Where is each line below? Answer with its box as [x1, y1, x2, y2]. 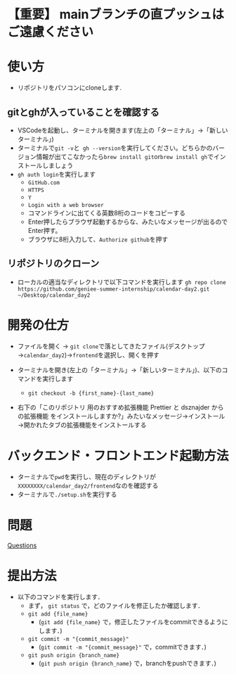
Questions [7, 541, 37, 549]
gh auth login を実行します [17, 170, 96, 178]
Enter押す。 [27, 226, 62, 234]
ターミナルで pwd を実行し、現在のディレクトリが [17, 472, 157, 481]
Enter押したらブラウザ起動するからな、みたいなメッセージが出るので [27, 217, 228, 226]
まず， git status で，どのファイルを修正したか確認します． [27, 601, 204, 609]
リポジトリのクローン [7, 257, 100, 269]
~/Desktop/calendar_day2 [17, 291, 91, 299]
